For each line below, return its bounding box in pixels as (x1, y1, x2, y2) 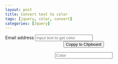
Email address (5, 35, 34, 41)
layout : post (5, 7, 32, 12)
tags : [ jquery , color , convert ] (5, 16, 72, 21)
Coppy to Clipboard (65, 42, 102, 47)
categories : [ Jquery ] (5, 21, 50, 26)
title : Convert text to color (5, 12, 68, 17)
